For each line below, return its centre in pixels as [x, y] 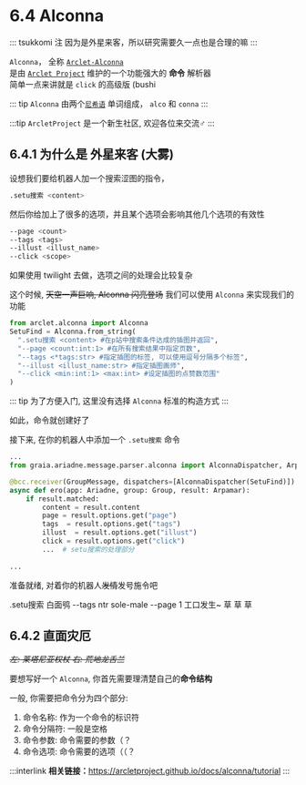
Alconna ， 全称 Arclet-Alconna [67, 61]
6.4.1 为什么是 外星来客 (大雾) [92, 154]
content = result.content [92, 507]
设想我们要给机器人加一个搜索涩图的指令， [89, 178]
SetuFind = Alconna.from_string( [73, 331]
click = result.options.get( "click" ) [113, 541]
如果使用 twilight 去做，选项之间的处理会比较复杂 [101, 275]
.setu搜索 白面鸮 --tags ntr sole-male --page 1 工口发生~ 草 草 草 [131, 604]
